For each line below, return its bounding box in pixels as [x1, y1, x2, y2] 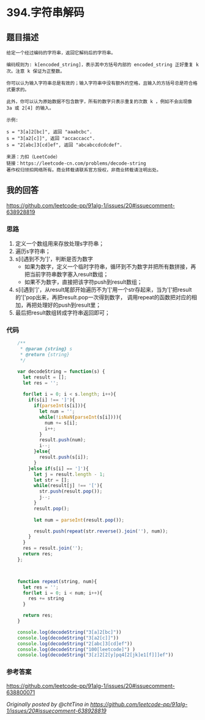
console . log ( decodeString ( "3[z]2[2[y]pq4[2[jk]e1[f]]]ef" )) [17, 652, 174, 658]
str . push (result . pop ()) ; [39, 488, 103, 495]
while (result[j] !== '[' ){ [33, 483, 103, 489]
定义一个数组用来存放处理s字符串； [15, 240, 105, 248]
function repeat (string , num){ [17, 578, 97, 584]
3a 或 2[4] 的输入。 [6, 105, 54, 111]
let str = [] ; [33, 477, 70, 483]
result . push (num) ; [39, 437, 86, 443]
